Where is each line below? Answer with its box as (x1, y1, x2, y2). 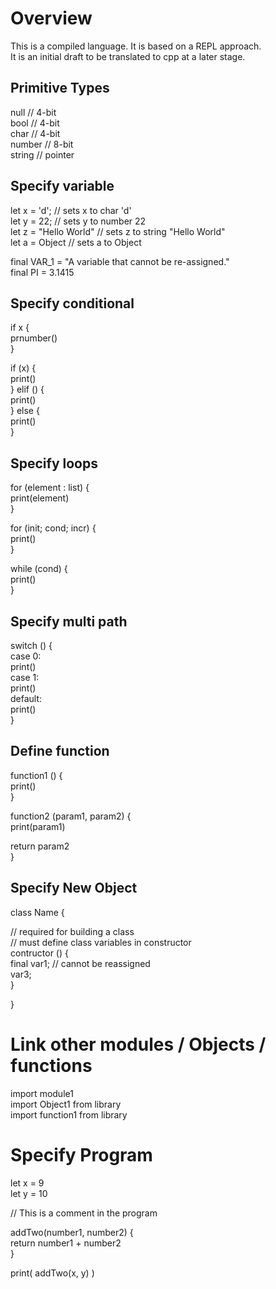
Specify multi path (10, 613, 128, 630)
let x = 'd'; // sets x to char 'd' (10, 204, 132, 216)
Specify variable (10, 178, 115, 195)
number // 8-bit (10, 138, 74, 150)
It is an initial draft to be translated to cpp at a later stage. (10, 50, 246, 62)
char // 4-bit (10, 127, 61, 139)
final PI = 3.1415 (10, 266, 75, 278)
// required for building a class (10, 925, 135, 937)
